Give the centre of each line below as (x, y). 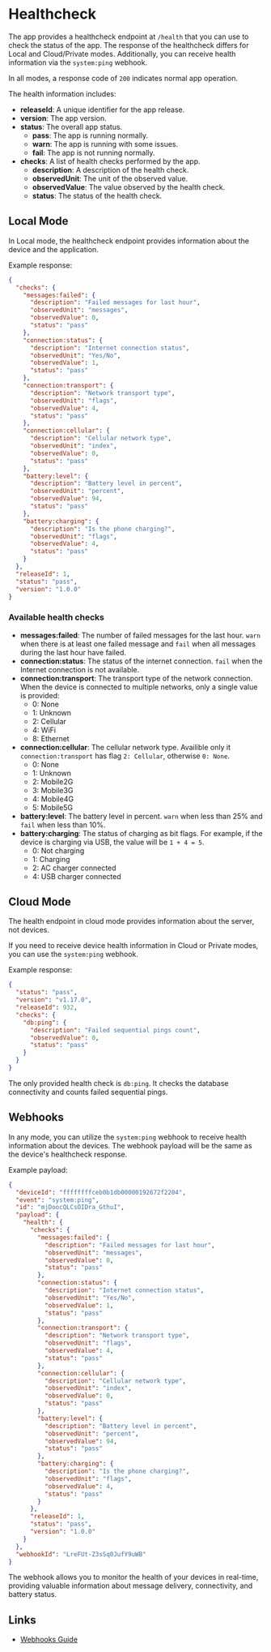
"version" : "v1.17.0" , (54, 1000)
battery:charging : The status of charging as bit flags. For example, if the (141, 833)
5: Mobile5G (53, 807)
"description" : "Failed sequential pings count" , (115, 1030)
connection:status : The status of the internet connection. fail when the (141, 661)
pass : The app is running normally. (90, 135)
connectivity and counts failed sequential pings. (88, 1092)
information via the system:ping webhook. (78, 62)
